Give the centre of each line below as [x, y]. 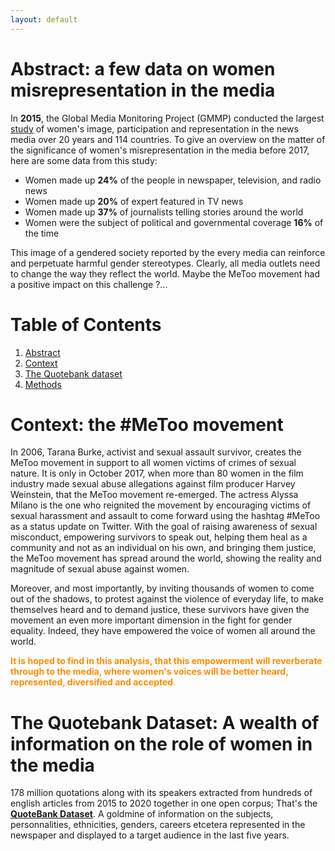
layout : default [44, 19]
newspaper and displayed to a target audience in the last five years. [150, 835]
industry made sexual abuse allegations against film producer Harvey [153, 484]
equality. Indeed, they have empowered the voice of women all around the [163, 631]
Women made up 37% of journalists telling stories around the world [164, 212]
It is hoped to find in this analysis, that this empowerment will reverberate [166, 661]
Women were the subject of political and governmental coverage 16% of [174, 222]
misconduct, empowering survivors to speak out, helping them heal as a [159, 537]
